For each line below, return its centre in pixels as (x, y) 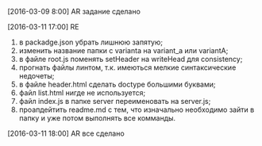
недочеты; (37, 76)
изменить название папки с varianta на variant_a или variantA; (123, 50)
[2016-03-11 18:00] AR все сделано (66, 133)
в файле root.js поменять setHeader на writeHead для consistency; (131, 59)
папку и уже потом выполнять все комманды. (97, 118)
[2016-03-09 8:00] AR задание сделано (74, 12)
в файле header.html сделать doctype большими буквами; (117, 84)
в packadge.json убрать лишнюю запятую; (91, 42)
